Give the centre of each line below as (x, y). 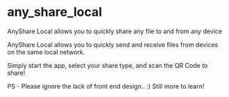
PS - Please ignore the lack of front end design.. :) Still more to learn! (106, 86)
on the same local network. (46, 52)
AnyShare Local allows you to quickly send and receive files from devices (113, 44)
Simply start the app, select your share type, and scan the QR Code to (108, 65)
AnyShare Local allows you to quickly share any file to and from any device (115, 31)
